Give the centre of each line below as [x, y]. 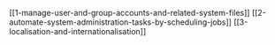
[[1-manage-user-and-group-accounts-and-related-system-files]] [130, 13]
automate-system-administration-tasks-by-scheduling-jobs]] [121, 22]
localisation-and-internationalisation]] [78, 31]
